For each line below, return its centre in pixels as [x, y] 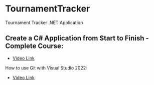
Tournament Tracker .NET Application [44, 22]
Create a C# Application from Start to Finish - [77, 38]
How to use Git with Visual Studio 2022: [46, 67]
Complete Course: [34, 46]
